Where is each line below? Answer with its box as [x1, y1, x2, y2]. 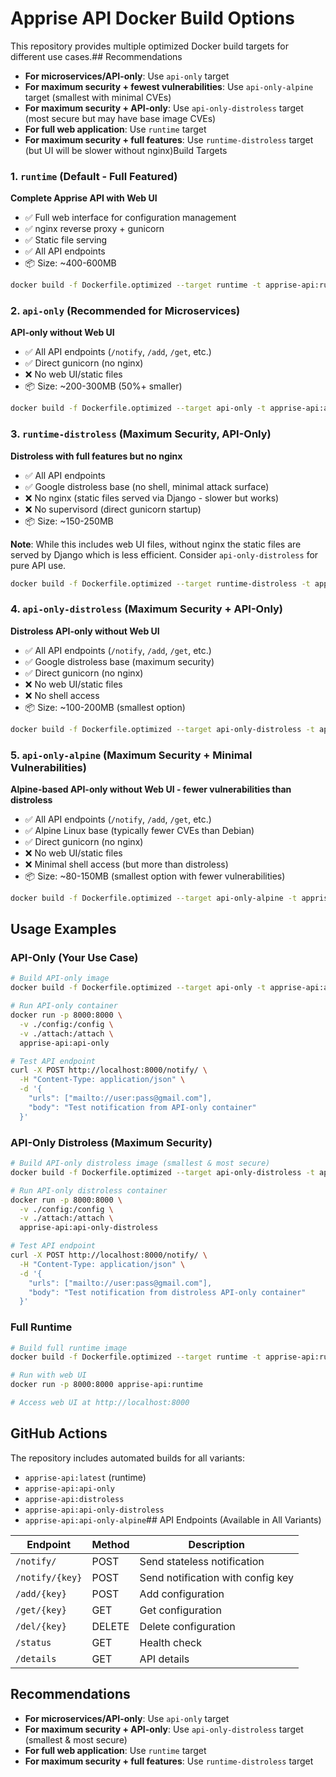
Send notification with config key [139, 1570, 294, 1584]
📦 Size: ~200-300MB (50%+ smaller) [24, 380, 183, 392]
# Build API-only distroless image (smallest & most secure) [10, 1158, 271, 1169]
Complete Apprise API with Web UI [10, 192, 158, 204]
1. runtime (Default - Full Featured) [10, 169, 178, 183]
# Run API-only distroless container [10, 1185, 168, 1196]
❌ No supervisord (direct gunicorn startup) [24, 503, 202, 515]
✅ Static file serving [24, 234, 108, 246]
